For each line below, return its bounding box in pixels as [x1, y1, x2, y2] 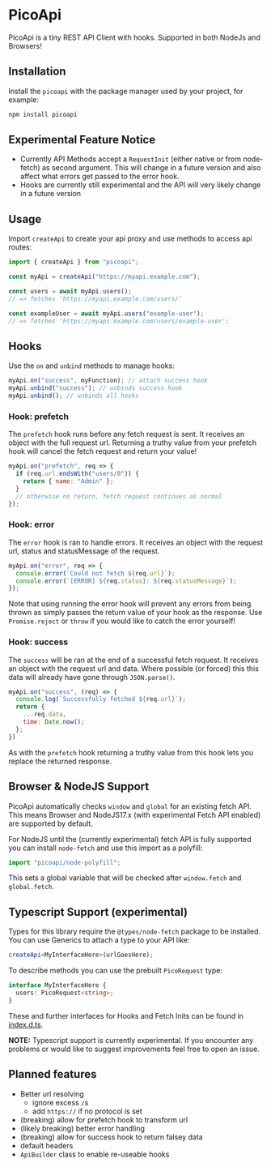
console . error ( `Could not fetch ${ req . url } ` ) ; [15, 569, 176, 577]
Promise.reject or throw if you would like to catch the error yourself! [8, 616, 236, 626]
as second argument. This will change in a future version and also [41, 163, 261, 173]
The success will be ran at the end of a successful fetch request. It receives [8, 655, 259, 665]
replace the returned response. [8, 756, 112, 766]
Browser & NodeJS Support [8, 780, 150, 793]
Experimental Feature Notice [8, 133, 156, 147]
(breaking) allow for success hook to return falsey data [19, 1132, 204, 1142]
